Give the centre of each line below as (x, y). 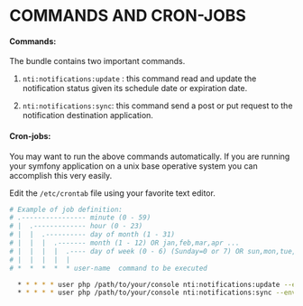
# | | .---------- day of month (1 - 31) (92, 235)
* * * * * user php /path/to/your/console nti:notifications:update (149, 284)
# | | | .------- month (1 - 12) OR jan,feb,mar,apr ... (125, 243)
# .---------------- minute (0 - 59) (80, 218)
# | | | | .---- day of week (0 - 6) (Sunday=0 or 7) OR (127, 251)
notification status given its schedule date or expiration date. (135, 88)
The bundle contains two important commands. (97, 61)
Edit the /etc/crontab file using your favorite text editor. (113, 193)
